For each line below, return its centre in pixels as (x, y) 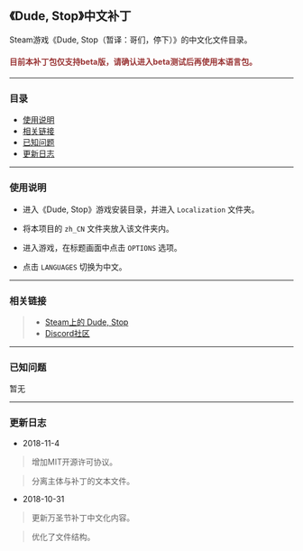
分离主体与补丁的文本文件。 (83, 481)
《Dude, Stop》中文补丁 (70, 16)
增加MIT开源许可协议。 (74, 462)
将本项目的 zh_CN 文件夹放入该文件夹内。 (98, 228)
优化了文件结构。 (63, 537)
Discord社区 (67, 333)
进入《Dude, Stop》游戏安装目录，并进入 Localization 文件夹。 (141, 209)
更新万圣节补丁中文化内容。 (83, 518)
